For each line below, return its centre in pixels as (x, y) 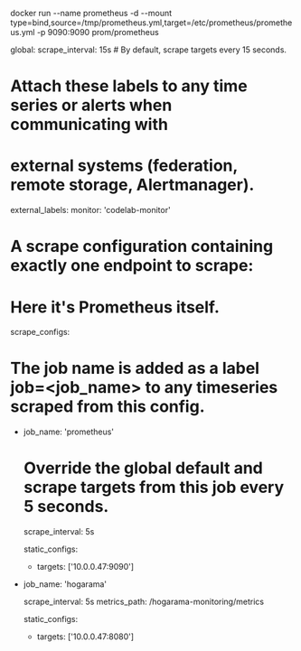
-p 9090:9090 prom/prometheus (98, 32)
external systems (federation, (124, 166)
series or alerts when (91, 105)
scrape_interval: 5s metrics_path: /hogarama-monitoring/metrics (144, 602)
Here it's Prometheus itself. (115, 307)
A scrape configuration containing (142, 246)
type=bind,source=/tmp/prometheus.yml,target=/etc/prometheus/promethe (151, 23)
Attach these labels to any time (129, 86)
